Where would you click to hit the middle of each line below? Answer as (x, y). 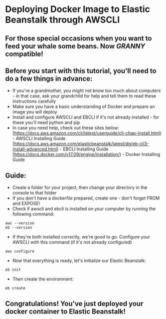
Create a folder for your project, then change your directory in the (80, 187)
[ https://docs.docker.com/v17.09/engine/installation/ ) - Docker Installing (86, 154)
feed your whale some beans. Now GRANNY (75, 46)
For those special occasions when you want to (79, 38)
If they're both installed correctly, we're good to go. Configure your (81, 237)
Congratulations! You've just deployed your (74, 303)
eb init (13, 270)
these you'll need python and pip (46, 122)
